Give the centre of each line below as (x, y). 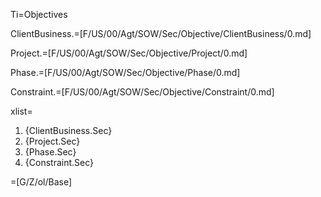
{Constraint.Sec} (59, 162)
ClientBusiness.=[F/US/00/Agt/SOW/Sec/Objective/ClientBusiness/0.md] (161, 33)
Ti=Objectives (39, 14)
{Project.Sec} (52, 141)
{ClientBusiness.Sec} (68, 130)
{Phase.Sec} (50, 152)
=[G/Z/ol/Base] (41, 182)
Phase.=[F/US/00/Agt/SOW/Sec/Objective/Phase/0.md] (125, 72)
